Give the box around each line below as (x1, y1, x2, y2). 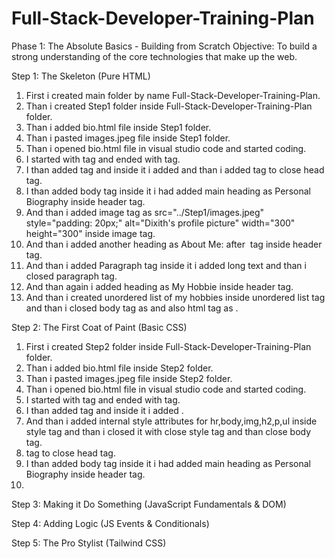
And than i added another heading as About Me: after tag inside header (25, 238, 323, 250)
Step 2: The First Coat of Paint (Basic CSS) (11, 321, 188, 333)
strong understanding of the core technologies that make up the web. (11, 50, 298, 62)
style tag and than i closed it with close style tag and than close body (25, 425, 312, 437)
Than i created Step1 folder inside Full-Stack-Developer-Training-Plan (25, 100, 313, 112)
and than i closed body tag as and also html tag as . (25, 302, 239, 314)
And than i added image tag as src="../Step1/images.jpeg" (25, 206, 265, 218)
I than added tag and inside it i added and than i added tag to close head (25, 163, 325, 176)
